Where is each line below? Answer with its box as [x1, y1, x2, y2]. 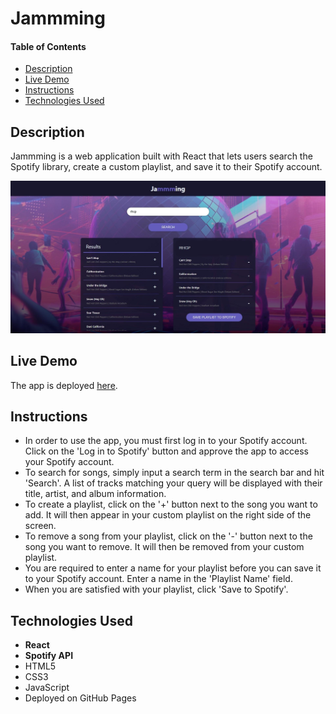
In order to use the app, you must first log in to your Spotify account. [24, 435, 308, 447]
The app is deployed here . [10, 379, 118, 391]
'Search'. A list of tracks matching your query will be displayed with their [24, 477, 323, 489]
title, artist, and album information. [24, 488, 167, 500]
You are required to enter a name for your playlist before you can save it [24, 562, 322, 574]
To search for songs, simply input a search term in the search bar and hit [24, 467, 325, 479]
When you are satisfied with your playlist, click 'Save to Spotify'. [24, 583, 289, 596]
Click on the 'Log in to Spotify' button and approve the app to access [24, 445, 309, 457]
